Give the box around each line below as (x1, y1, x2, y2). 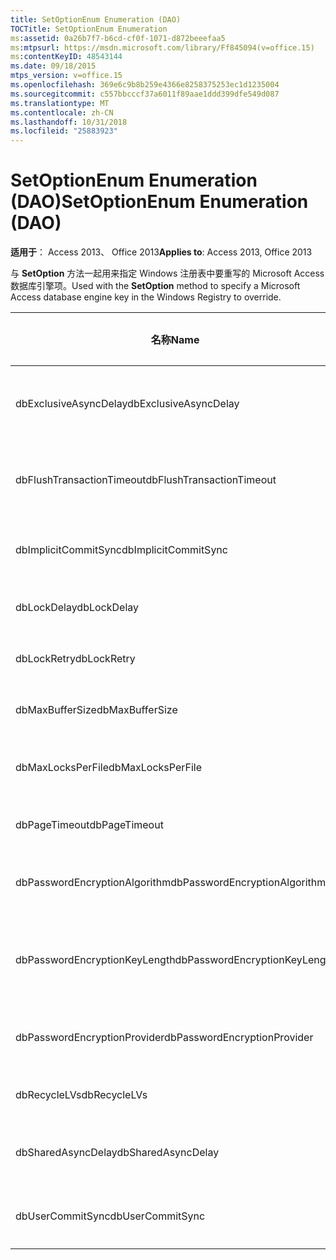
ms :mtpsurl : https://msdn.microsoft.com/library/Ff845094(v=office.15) (10, 42, 315, 53)
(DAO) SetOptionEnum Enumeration (10, 191, 309, 213)
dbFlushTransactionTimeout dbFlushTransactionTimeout (15, 473, 277, 487)
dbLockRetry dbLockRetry (15, 652, 136, 666)
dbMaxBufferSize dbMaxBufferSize (15, 703, 178, 717)
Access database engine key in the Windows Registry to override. (10, 291, 282, 303)
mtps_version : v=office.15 (10, 71, 123, 81)
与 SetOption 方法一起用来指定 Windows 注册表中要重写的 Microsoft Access (10, 267, 325, 280)
